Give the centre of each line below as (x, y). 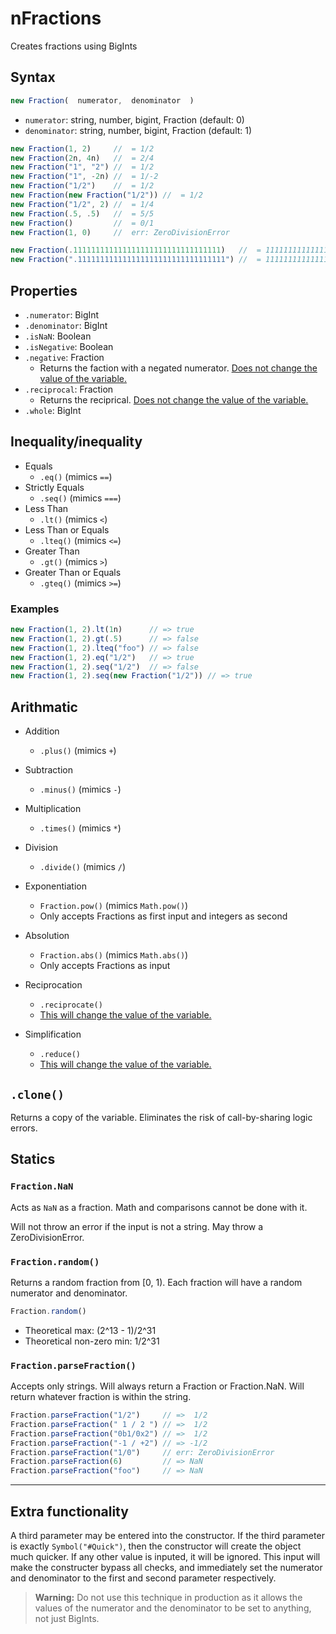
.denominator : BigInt (66, 325)
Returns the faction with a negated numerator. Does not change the (178, 368)
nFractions (56, 18)
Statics (33, 1159)
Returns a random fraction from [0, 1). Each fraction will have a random (156, 1282)
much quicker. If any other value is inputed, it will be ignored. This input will (165, 1557)
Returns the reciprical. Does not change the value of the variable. (174, 399)
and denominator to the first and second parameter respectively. (143, 1578)
